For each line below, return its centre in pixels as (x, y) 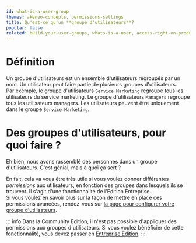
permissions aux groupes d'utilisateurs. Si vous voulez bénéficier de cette (95, 228)
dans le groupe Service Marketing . (48, 109)
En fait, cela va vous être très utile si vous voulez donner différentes (87, 179)
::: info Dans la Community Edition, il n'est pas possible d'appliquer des (91, 221)
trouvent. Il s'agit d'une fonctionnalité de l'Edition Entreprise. (79, 191)
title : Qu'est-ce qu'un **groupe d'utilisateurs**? (70, 22)
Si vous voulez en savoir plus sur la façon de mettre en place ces (84, 197)
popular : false (24, 28)
